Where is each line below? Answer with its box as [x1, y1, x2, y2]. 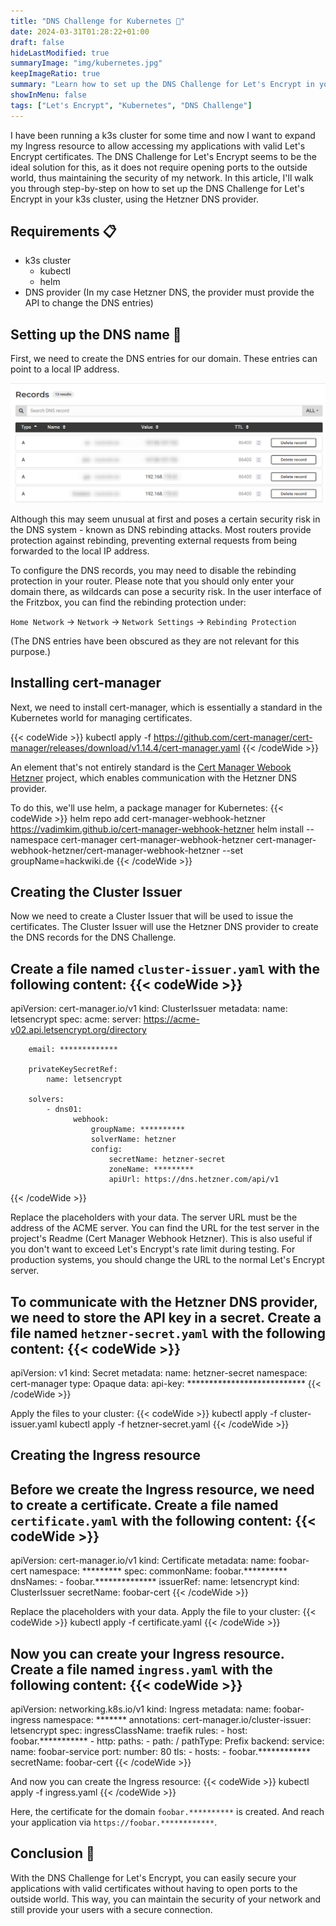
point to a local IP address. [10, 363, 120, 375]
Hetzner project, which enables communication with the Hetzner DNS [10, 771, 297, 784]
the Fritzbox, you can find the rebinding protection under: [10, 596, 247, 608]
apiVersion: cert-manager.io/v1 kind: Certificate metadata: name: [10, 1555, 277, 1567]
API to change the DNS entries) [24, 297, 154, 309]
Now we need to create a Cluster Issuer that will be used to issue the [10, 910, 294, 922]
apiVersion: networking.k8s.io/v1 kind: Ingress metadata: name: [10, 1703, 272, 1715]
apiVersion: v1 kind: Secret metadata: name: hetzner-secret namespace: [10, 1366, 308, 1379]
